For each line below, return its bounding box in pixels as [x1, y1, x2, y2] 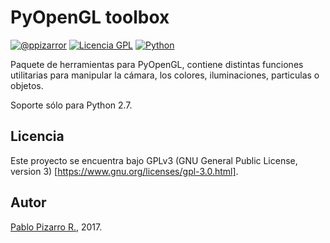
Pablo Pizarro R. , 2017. [10, 221, 103, 233]
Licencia [10, 128, 65, 145]
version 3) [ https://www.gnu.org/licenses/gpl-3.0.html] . [10, 165, 239, 177]
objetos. [10, 79, 44, 91]
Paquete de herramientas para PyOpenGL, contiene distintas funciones [10, 58, 304, 70]
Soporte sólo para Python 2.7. [10, 99, 133, 111]
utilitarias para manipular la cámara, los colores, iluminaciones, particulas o [10, 69, 320, 81]
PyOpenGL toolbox [10, 6, 170, 29]
